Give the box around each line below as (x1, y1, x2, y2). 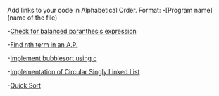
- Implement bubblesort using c (7, 54, 97, 62)
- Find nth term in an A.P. (7, 41, 79, 48)
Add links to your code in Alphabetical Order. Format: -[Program (7, 6, 193, 14)
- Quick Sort (7, 81, 41, 90)
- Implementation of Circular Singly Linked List (7, 68, 140, 76)
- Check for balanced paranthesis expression (7, 27, 137, 35)
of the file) (27, 13, 58, 22)
